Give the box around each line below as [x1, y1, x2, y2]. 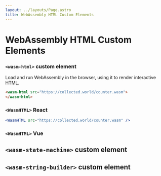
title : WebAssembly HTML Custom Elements [5, 12, 94, 17]
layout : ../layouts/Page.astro [5, 7, 71, 13]
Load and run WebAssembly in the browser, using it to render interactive [5, 74, 156, 80]
